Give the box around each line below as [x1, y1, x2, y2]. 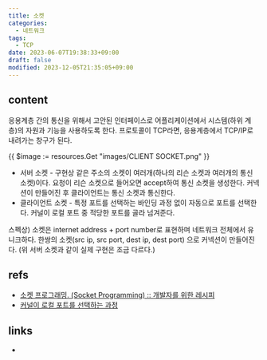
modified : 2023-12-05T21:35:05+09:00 [8, 64, 134, 72]
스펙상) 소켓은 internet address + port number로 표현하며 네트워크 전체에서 [8, 224, 246, 234]
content [8, 93, 49, 107]
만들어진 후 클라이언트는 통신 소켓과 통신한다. [34, 188, 175, 197]
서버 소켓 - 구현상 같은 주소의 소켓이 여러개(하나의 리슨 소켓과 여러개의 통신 [19, 168, 253, 177]
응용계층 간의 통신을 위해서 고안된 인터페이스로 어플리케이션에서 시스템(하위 [8, 115, 243, 125]
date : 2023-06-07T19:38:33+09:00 [8, 49, 120, 57]
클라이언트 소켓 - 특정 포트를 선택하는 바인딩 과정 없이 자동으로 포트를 [19, 197, 237, 208]
